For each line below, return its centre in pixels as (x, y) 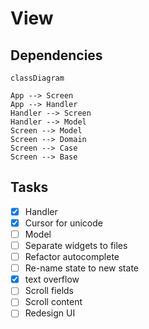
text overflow (52, 279)
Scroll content (53, 302)
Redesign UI (50, 313)
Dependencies (56, 55)
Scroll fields (49, 291)
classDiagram (37, 78)
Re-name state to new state (81, 268)
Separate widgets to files (76, 245)
